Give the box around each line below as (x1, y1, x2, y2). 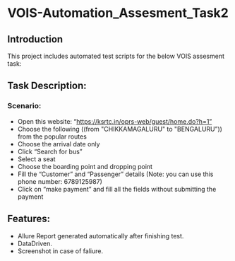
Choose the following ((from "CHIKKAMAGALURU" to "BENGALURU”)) (17, 124, 222, 133)
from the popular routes (17, 132, 87, 141)
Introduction (7, 33, 64, 45)
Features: (7, 213, 51, 225)
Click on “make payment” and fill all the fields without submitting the (17, 185, 217, 193)
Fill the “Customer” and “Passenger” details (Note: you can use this (17, 170, 214, 178)
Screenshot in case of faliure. (17, 246, 104, 255)
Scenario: (7, 101, 42, 111)
